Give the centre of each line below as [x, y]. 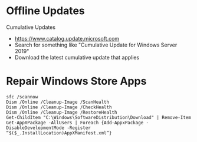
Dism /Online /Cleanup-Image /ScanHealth [58, 102]
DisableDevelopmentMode [35, 128]
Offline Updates [46, 11]
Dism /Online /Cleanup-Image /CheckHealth [59, 107]
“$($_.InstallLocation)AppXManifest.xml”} [59, 133]
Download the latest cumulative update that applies [77, 57]
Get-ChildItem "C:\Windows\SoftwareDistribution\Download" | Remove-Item [99, 117]
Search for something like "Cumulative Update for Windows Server [96, 45]
